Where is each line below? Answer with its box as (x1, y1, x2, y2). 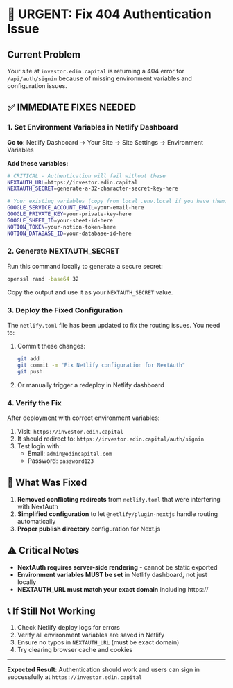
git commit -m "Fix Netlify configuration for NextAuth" (17, 362, 186, 369)
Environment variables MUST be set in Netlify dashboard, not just (17, 570, 207, 579)
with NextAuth (17, 502, 59, 511)
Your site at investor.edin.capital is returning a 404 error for (7, 67, 185, 75)
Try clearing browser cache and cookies (17, 646, 133, 654)
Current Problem (7, 48, 81, 60)
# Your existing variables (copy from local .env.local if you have (7, 197, 209, 205)
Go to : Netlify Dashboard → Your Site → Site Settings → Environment (7, 138, 203, 146)
